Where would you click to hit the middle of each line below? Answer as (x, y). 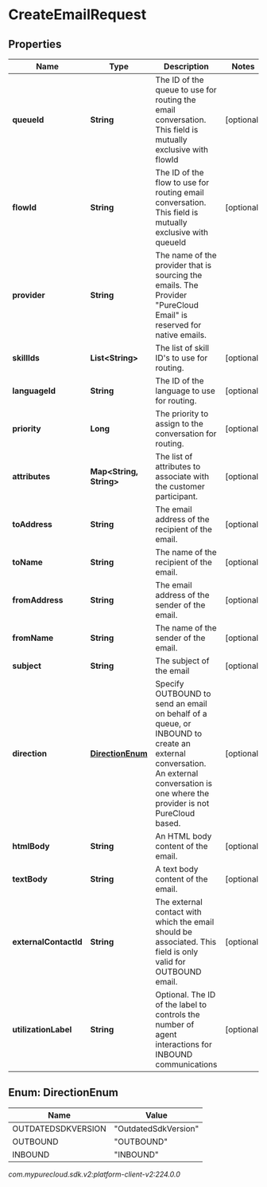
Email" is (172, 315)
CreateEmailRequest (77, 15)
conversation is (184, 783)
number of (175, 1024)
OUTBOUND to (183, 694)
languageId (34, 391)
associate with (182, 476)
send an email (182, 704)
